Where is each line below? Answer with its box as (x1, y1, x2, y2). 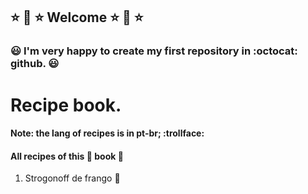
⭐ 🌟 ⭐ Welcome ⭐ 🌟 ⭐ (10, 9, 144, 26)
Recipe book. (10, 94, 122, 116)
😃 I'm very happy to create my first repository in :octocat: (10, 44, 298, 58)
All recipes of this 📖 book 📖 (10, 150, 124, 162)
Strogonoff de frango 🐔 (24, 172, 121, 184)
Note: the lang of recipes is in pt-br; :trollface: (10, 127, 205, 139)
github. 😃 (10, 57, 60, 71)
